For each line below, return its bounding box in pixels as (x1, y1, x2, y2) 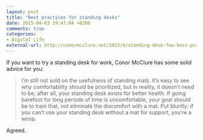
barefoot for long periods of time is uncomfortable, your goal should (21, 96, 191, 103)
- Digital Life (6, 37, 45, 43)
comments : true (6, 25, 45, 32)
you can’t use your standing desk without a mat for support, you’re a (21, 109, 192, 116)
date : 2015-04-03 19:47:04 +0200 (6, 20, 91, 26)
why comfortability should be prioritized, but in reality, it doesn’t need (21, 83, 195, 90)
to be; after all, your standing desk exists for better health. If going (21, 90, 186, 97)
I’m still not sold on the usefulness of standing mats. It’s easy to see (21, 76, 190, 84)
